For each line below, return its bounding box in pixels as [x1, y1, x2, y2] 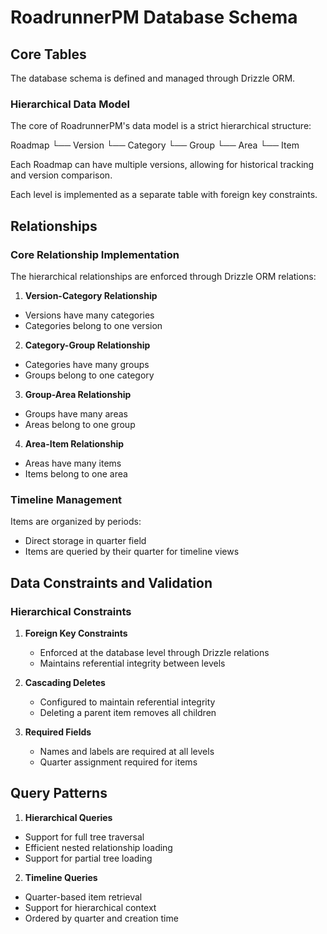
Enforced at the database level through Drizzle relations [39, 646, 270, 658]
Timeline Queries [24, 871, 98, 883]
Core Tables [10, 46, 87, 63]
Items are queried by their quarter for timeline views [24, 546, 240, 558]
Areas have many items [24, 457, 122, 469]
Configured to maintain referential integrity [39, 696, 216, 708]
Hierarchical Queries [24, 811, 113, 823]
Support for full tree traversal [24, 831, 145, 843]
